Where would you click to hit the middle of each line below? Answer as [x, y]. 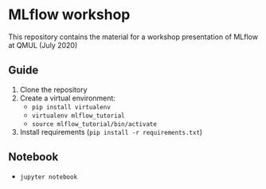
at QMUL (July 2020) [43, 45]
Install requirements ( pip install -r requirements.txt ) [111, 132]
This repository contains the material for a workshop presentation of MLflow [133, 37]
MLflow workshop [69, 15]
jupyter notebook [49, 177]
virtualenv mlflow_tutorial [78, 116]
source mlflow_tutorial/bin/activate [94, 124]
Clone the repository [53, 89]
